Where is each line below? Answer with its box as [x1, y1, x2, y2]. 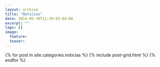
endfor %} [5, 57, 26, 63]
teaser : [9, 39, 25, 44]
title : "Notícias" [5, 12, 43, 17]
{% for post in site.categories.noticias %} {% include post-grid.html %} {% [5, 52, 156, 58]
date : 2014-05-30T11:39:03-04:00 [5, 16, 73, 21]
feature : [9, 34, 27, 39]
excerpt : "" [5, 20, 29, 26]
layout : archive [5, 7, 38, 12]
